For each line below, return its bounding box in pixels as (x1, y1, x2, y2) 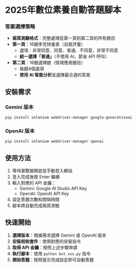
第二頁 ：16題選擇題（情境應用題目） (12, 60, 86, 66)
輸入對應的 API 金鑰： (12, 180, 56, 186)
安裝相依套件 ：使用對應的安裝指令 (12, 238, 81, 244)
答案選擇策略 (5, 23, 36, 30)
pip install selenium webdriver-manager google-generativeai (5, 115, 133, 120)
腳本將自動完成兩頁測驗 (12, 203, 60, 209)
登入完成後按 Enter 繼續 (12, 174, 60, 180)
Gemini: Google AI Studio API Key (19, 186, 87, 192)
